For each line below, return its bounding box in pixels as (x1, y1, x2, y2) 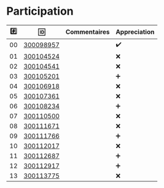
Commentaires (65, 28, 110, 36)
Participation (6, 4, 74, 18)
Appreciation (115, 28, 155, 36)
